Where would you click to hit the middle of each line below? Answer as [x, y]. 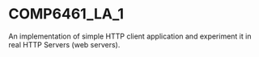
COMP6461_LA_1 [66, 14]
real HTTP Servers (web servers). [64, 44]
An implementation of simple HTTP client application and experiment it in [130, 36]
